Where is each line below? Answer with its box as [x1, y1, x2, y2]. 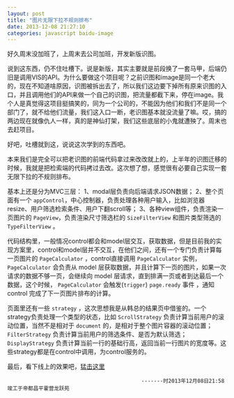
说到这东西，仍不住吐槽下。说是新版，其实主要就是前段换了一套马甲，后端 [7, 64, 221, 73]
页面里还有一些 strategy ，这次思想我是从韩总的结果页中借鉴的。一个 [7, 304, 207, 312]
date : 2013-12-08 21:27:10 [7, 23, 86, 30]
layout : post [7, 10, 45, 17]
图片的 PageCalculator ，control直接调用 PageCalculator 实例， [19, 254, 201, 263]
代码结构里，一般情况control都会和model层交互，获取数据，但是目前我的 [7, 237, 216, 245]
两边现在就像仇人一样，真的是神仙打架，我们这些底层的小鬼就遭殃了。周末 [7, 116, 221, 125]
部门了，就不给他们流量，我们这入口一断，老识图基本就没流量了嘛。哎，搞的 [7, 108, 227, 116]
